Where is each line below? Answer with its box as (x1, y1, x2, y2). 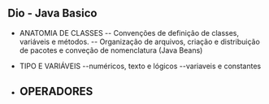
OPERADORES (19, 84, 93, 98)
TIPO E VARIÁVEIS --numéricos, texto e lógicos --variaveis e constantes (19, 61, 262, 71)
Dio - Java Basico (7, 6, 98, 20)
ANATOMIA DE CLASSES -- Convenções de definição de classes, (19, 28, 240, 37)
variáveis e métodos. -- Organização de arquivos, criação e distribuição (19, 37, 261, 46)
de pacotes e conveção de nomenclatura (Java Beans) (19, 45, 203, 55)
